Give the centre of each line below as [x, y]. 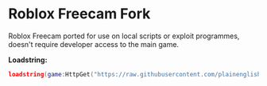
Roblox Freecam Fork [79, 14]
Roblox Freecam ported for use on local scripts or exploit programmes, [124, 36]
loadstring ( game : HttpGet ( [51, 74]
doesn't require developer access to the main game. [94, 44]
